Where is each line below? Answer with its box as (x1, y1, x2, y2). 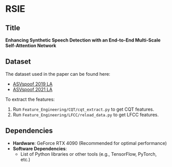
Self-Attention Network (5, 43, 56, 49)
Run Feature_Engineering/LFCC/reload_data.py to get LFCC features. (12, 111, 159, 118)
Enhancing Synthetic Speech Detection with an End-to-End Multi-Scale (5, 37, 161, 43)
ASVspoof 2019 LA (12, 80, 53, 87)
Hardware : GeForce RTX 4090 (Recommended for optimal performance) (12, 140, 167, 146)
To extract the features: (5, 96, 55, 102)
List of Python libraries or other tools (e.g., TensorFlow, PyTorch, (20, 151, 157, 157)
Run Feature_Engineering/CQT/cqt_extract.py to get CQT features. (12, 106, 155, 112)
